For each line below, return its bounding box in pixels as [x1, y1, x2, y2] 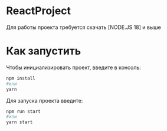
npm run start [6, 108, 41, 114]
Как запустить [6, 44, 81, 58]
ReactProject [6, 4, 71, 18]
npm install [6, 75, 35, 81]
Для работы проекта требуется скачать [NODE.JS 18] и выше [6, 24, 161, 31]
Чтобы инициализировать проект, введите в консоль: [6, 64, 142, 71]
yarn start [6, 119, 33, 125]
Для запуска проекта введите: [6, 97, 83, 104]
